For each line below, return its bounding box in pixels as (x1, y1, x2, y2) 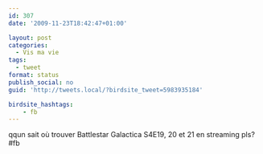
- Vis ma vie (15, 49, 60, 57)
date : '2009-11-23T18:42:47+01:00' (8, 19, 128, 27)
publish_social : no (8, 78, 74, 87)
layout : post (8, 34, 52, 42)
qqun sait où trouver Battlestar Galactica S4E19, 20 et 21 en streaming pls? (8, 130, 256, 140)
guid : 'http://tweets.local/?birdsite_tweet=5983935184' (8, 86, 203, 94)
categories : (8, 41, 48, 49)
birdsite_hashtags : (8, 100, 74, 108)
